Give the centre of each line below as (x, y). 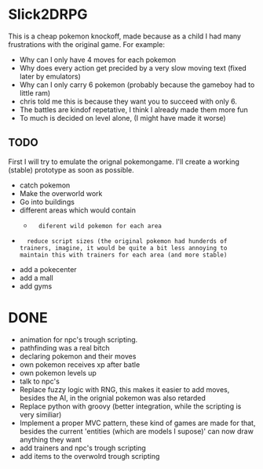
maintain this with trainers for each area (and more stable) (123, 255)
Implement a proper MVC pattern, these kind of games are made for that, (137, 423)
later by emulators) (50, 76)
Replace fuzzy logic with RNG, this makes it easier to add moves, (124, 389)
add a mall (36, 278)
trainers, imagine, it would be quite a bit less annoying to (123, 248)
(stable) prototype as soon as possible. (71, 169)
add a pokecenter (48, 269)
